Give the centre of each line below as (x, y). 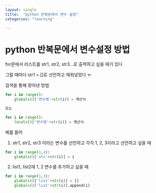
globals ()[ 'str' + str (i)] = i (44, 157)
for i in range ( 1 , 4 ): (28, 152)
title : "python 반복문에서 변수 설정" (42, 14)
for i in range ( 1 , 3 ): (28, 176)
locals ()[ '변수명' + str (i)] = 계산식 (49, 122)
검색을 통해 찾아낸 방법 (27, 86)
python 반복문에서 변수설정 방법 (68, 49)
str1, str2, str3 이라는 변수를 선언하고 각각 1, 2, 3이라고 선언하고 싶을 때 (82, 143)
